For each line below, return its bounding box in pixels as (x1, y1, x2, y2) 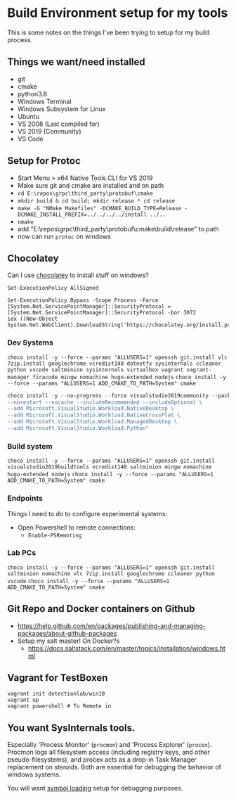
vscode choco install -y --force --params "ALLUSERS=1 (7, 577, 170, 584)
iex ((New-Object (7, 315, 58, 323)
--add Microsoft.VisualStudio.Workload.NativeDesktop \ (7, 405, 174, 412)
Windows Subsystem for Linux (17, 104, 106, 113)
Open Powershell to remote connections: (17, 523, 136, 532)
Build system (7, 441, 53, 451)
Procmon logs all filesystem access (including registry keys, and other (7, 748, 211, 757)
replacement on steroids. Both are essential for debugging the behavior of (7, 763, 222, 772)
